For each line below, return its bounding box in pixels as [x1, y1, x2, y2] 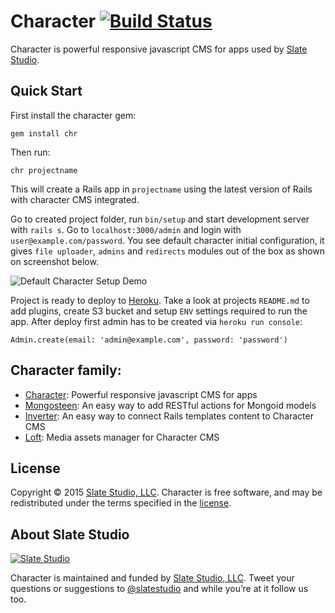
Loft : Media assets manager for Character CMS [24, 431, 220, 443]
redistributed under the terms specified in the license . [10, 497, 232, 509]
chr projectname [10, 165, 78, 175]
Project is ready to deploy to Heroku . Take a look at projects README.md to [10, 294, 310, 306]
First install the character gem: [10, 109, 137, 121]
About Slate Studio [10, 526, 130, 543]
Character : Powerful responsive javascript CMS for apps [24, 388, 258, 400]
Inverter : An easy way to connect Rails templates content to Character [24, 410, 314, 422]
